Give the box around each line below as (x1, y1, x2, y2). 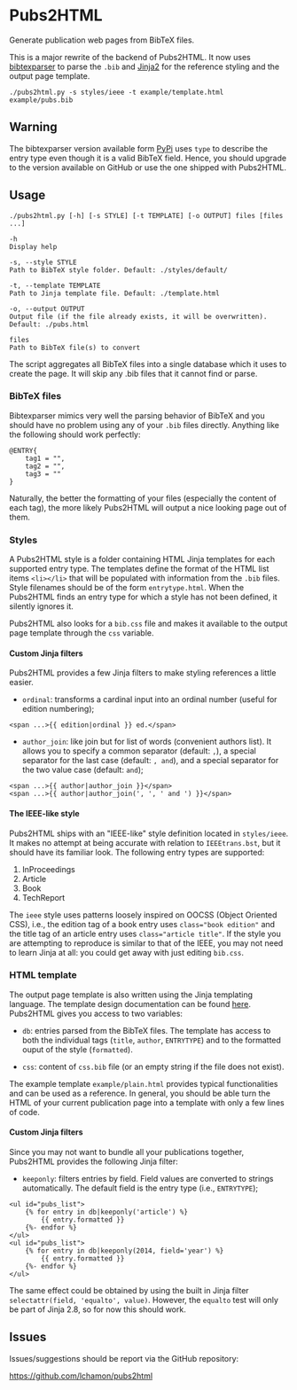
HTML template (9, 969, 77, 981)
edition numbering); (21, 704, 95, 715)
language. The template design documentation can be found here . (9, 998, 251, 1009)
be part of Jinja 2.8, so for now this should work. (9, 1304, 186, 1315)
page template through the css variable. (9, 628, 154, 638)
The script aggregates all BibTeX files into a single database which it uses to (9, 358, 287, 369)
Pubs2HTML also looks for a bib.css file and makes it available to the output (9, 618, 288, 629)
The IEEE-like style (9, 808, 80, 818)
